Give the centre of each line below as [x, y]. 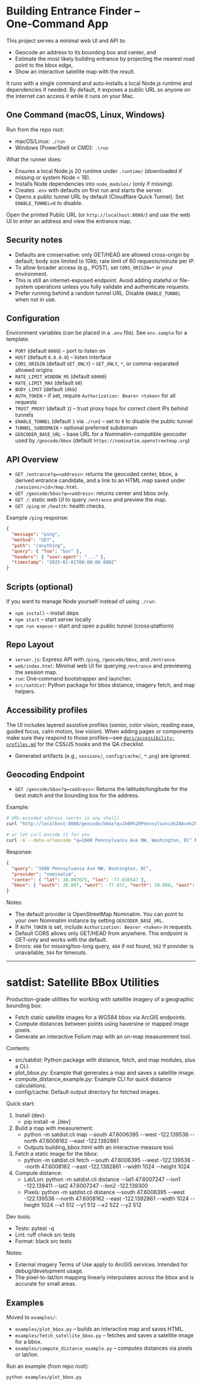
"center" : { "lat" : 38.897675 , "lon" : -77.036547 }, [79, 880]
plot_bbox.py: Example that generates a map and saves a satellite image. [105, 1073]
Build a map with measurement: [54, 1128]
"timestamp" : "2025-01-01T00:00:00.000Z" [64, 562]
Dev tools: [19, 1217]
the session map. [36, 672]
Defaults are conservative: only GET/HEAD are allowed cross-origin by [102, 254]
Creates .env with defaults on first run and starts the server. [89, 190]
